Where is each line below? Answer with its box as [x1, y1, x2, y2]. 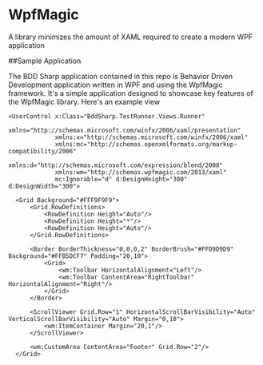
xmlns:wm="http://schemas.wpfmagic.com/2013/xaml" [54, 168, 227, 177]
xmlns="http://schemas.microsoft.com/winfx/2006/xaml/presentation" [8, 126, 241, 134]
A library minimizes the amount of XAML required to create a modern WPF [8, 32, 253, 42]
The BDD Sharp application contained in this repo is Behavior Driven [8, 71, 233, 81]
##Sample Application [8, 56, 82, 65]
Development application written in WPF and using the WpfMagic [8, 80, 223, 89]
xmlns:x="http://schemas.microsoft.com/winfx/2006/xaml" [54, 133, 249, 141]
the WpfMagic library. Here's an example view [8, 97, 161, 106]
